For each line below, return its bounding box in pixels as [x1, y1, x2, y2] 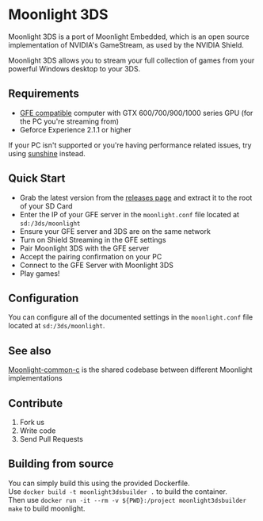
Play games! [19, 268, 60, 278]
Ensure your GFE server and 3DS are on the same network [19, 226, 212, 236]
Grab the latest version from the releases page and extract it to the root [19, 193, 253, 202]
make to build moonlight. [8, 504, 86, 513]
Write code [19, 426, 56, 435]
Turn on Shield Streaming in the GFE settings [19, 235, 166, 244]
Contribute [8, 396, 63, 410]
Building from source [8, 458, 114, 471]
